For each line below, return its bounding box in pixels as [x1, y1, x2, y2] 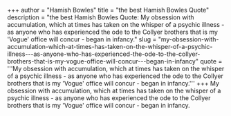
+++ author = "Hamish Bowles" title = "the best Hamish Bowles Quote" [7, 6, 210, 14]
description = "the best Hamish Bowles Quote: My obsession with [7, 13, 195, 21]
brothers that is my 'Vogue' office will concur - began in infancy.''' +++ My [7, 79, 220, 87]
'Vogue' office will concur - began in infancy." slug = [7, 35, 157, 43]
